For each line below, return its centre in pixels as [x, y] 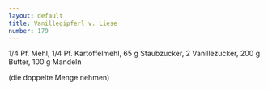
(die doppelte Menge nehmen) [59, 78]
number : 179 [28, 31]
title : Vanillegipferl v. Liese [63, 23]
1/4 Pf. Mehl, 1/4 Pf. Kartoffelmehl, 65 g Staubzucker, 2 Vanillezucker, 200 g [134, 54]
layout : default [36, 16]
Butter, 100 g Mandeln [45, 62]
